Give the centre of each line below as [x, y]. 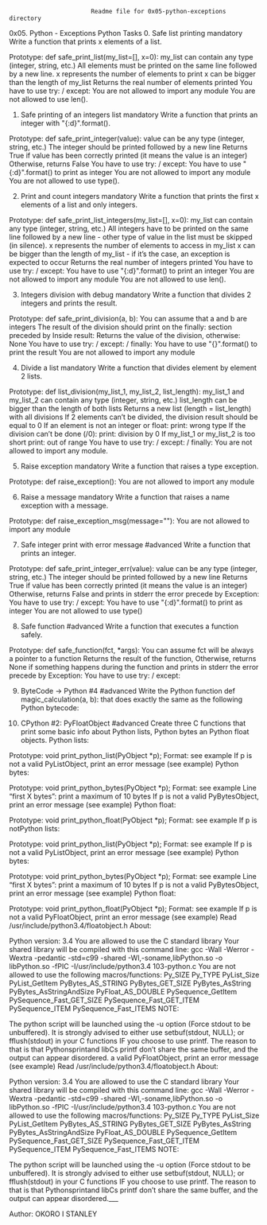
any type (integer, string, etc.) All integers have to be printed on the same [129, 228]
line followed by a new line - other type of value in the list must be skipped [131, 237]
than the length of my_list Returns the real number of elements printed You [131, 82]
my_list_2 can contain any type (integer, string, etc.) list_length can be [123, 400]
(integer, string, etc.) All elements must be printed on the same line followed [133, 65]
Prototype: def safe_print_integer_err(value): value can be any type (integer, [133, 568]
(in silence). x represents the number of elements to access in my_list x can [132, 245]
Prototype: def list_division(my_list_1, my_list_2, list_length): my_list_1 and [127, 391]
